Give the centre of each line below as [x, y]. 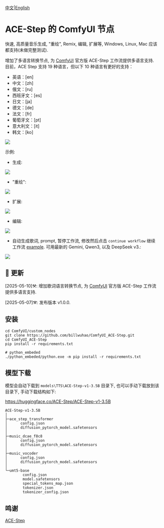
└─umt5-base [17, 471]
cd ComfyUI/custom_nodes [30, 331]
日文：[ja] [22, 101]
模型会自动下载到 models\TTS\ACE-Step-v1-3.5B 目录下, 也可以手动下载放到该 [82, 386]
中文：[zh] [23, 83]
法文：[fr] [22, 114]
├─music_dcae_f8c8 [24, 436]
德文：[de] [23, 107]
